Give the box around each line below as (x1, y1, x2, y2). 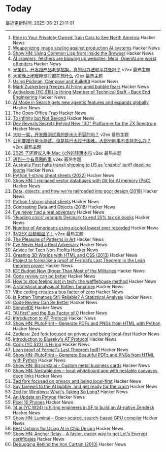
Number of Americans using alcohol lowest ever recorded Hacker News (12, 225, 159, 230)
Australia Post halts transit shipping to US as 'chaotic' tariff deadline (12, 162, 151, 168)
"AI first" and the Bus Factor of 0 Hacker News (12, 310, 107, 316)
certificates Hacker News (12, 436, 65, 442)
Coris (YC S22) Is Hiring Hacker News (12, 341, 90, 347)
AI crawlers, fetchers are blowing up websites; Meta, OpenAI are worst (12, 55, 157, 61)
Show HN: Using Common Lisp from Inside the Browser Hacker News (12, 50, 154, 56)
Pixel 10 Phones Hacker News (12, 399, 73, 405)
